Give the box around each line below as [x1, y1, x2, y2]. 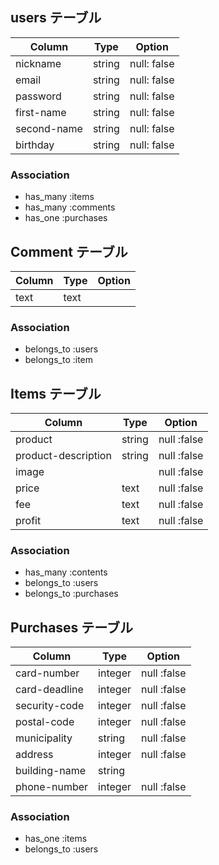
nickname [15, 56, 62, 70]
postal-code [15, 715, 75, 729]
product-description [15, 449, 112, 463]
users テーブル [10, 9, 102, 27]
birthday [15, 138, 55, 152]
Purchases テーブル [10, 619, 134, 636]
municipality [15, 731, 73, 745]
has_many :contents [24, 566, 108, 578]
